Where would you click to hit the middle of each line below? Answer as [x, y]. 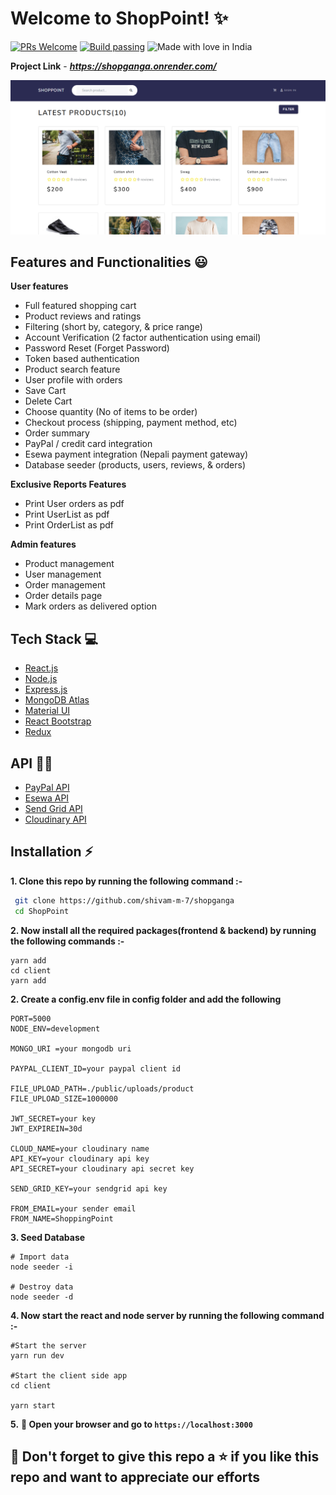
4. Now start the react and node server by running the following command [167, 1315]
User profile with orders [73, 380]
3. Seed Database [48, 1237]
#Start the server [48, 1345]
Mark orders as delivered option [90, 606]
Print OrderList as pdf [69, 525]
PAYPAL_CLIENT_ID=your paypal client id [96, 1068]
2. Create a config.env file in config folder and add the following [146, 999]
